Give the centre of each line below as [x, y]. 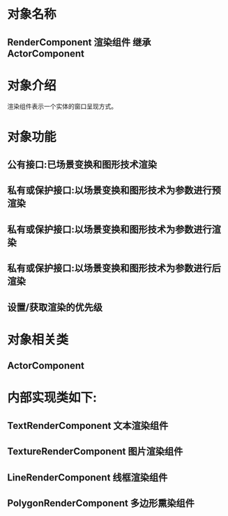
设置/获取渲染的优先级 [55, 307]
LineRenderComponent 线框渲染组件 [88, 477]
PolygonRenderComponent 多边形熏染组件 [101, 503]
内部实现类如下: [52, 398]
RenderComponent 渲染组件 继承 [79, 42]
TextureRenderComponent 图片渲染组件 [95, 452]
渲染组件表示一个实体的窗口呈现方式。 [62, 106]
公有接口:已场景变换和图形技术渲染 [82, 165]
